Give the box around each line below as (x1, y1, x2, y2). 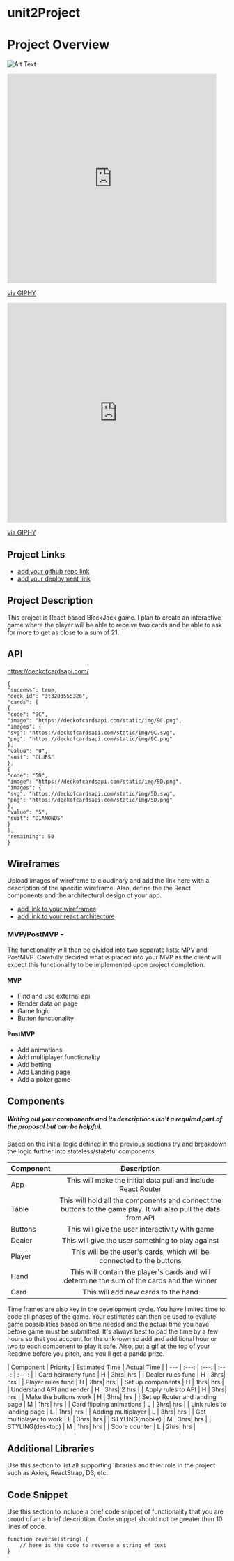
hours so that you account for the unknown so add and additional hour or (7, 1335, 217, 1343)
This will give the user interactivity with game (66, 1225, 214, 1234)
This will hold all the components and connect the (58, 1195, 221, 1205)
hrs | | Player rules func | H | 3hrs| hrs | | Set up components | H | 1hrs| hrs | (7, 1378, 224, 1387)
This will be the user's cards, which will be (71, 1247, 210, 1257)
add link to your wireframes (17, 905, 96, 913)
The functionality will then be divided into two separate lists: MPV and (7, 946, 208, 954)
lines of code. (7, 1523, 47, 1531)
